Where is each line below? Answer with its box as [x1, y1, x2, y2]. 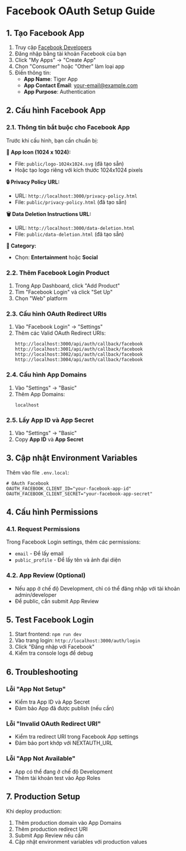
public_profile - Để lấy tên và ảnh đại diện [14, 556, 121, 563]
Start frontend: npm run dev [14, 631, 82, 638]
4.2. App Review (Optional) [6, 571, 86, 579]
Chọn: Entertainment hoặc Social [14, 254, 98, 261]
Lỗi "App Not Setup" [6, 684, 67, 693]
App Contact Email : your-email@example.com [23, 82, 138, 89]
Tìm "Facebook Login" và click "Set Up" [14, 288, 113, 295]
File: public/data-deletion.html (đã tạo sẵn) [14, 230, 124, 238]
